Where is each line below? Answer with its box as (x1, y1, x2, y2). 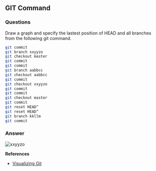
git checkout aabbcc (5, 72, 48, 77)
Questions (5, 19, 31, 26)
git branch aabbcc (5, 68, 43, 73)
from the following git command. (5, 35, 72, 41)
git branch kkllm (5, 114, 41, 119)
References (5, 151, 30, 157)
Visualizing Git (12, 160, 42, 166)
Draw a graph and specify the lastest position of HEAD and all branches (5, 30, 152, 36)
